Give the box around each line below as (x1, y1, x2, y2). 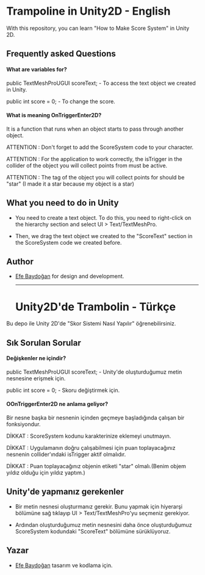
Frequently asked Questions (6, 49, 116, 59)
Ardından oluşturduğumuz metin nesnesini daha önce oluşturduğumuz (15, 521, 192, 529)
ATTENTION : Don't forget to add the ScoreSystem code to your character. (6, 143, 194, 151)
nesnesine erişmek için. (6, 374, 66, 382)
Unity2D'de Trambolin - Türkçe (15, 300, 176, 314)
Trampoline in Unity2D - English (6, 4, 171, 18)
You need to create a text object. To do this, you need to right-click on (15, 214, 192, 221)
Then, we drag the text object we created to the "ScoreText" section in (15, 232, 193, 239)
